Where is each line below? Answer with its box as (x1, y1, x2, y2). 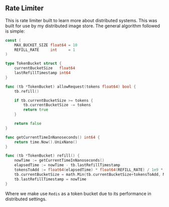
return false (14, 121, 42, 126)
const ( (5, 38, 22, 43)
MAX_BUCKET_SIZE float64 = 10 (14, 42, 78, 47)
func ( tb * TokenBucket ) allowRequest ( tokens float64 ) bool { (5, 84, 136, 89)
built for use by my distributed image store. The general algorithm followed (5, 23, 160, 29)
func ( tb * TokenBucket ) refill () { (5, 153, 80, 158)
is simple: (5, 28, 25, 34)
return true (23, 107, 49, 112)
